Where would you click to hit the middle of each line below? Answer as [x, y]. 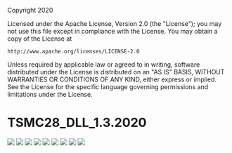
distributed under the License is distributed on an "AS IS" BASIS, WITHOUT [116, 72]
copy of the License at [40, 39]
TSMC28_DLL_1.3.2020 [77, 123]
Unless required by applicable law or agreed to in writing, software [104, 65]
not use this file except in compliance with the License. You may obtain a [112, 31]
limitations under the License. [50, 94]
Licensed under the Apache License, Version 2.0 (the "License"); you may [115, 24]
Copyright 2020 [30, 10]
